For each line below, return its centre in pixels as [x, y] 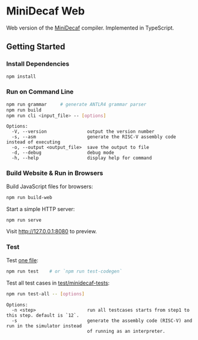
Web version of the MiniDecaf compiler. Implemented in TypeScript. [90, 28]
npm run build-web [29, 197]
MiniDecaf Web [46, 11]
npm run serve [24, 220]
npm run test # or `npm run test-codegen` [64, 271]
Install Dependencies [38, 64]
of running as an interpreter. [126, 331]
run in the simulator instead [44, 326]
